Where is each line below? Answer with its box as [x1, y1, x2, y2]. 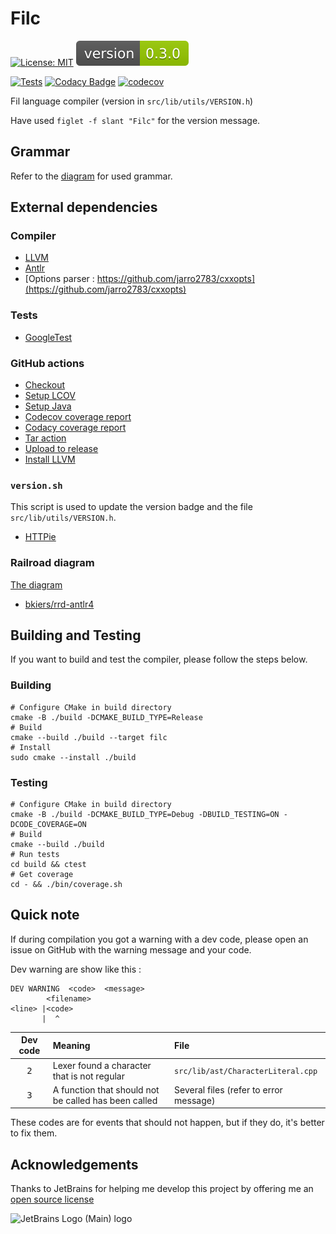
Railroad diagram [10, 556, 95, 570]
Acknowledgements [10, 1156, 139, 1173]
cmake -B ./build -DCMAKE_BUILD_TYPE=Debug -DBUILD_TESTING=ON [10, 810, 280, 820]
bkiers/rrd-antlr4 [24, 598, 95, 610]
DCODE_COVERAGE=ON [10, 820, 87, 830]
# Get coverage [10, 870, 74, 880]
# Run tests [10, 850, 60, 860]
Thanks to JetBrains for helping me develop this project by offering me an [10, 1183, 314, 1195]
